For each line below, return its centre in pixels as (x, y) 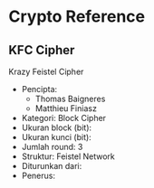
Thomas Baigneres (70, 99)
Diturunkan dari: (52, 166)
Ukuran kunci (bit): (56, 137)
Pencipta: (39, 89)
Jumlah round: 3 (52, 147)
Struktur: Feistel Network (68, 156)
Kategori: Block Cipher (63, 118)
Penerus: (38, 175)
